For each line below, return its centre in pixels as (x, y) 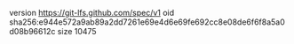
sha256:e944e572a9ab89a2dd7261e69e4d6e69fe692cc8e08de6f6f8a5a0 (147, 22)
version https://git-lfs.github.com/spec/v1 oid (92, 13)
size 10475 (77, 31)
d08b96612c (32, 31)
